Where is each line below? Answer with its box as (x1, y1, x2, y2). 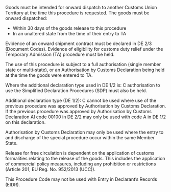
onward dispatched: (5, 15, 47, 21)
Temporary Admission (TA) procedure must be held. (5, 51, 115, 57)
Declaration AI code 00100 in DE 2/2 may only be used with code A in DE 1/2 (5, 114, 166, 120)
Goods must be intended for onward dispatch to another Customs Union (5, 5, 157, 10)
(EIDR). (5, 182, 20, 187)
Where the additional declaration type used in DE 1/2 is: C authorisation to (5, 82, 161, 88)
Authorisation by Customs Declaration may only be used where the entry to (5, 129, 164, 135)
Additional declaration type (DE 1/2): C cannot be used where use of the (5, 97, 157, 103)
